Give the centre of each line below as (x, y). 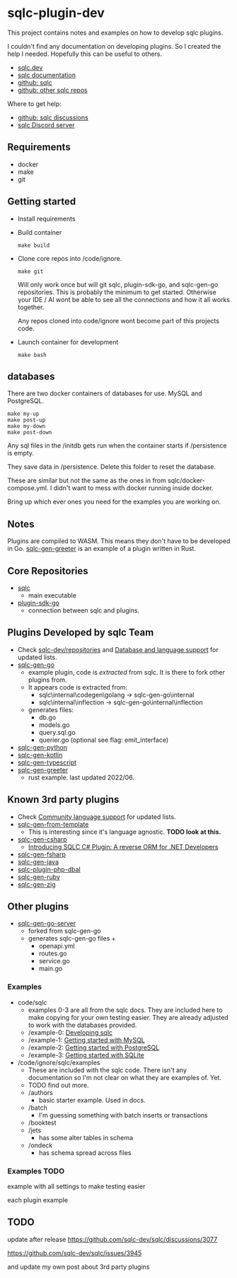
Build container (40, 232)
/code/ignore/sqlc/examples (59, 1062)
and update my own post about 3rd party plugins (79, 1267)
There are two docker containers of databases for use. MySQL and (105, 393)
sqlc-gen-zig (36, 884)
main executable (52, 595)
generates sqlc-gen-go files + (72, 939)
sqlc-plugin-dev (56, 13)
